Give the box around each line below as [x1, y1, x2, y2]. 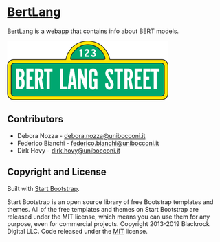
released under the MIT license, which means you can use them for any [7, 212, 210, 221]
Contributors [7, 113, 64, 125]
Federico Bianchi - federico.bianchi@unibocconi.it [16, 139, 159, 147]
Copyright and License [7, 166, 107, 178]
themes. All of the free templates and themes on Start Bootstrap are [7, 205, 199, 213]
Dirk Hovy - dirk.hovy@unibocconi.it [16, 146, 120, 155]
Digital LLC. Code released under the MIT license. [7, 227, 148, 235]
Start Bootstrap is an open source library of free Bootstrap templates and [7, 197, 214, 206]
